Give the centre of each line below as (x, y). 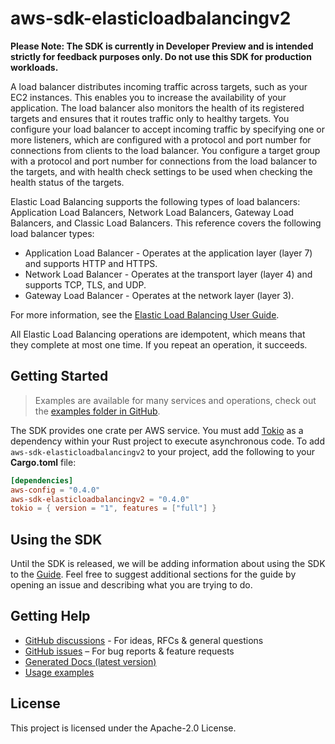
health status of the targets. (67, 182)
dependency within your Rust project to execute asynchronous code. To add (168, 441)
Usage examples (59, 672)
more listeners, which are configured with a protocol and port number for (161, 139)
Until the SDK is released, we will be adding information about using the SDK (168, 564)
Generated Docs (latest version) (90, 661)
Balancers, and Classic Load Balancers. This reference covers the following (166, 223)
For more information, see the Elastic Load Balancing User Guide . (145, 314)
